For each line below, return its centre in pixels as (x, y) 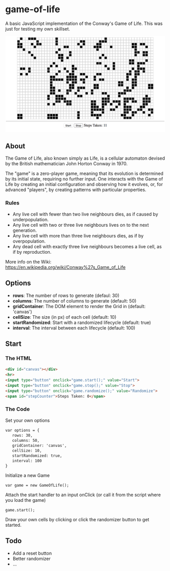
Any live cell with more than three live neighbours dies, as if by (78, 235)
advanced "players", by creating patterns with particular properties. (76, 190)
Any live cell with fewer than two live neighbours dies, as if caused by (85, 214)
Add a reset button (32, 553)
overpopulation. (29, 241)
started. (13, 525)
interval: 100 (27, 461)
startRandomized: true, (37, 456)
